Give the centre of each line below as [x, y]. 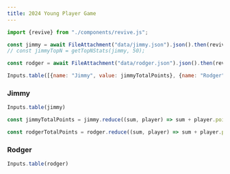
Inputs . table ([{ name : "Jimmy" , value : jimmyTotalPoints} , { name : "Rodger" [116, 76]
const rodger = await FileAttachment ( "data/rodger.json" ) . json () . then [110, 63]
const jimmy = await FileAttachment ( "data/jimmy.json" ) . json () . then [107, 45]
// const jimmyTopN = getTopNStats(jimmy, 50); [76, 51]
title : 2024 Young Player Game [52, 13]
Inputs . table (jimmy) [37, 108]
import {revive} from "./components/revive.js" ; [78, 32]
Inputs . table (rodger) [38, 164]
